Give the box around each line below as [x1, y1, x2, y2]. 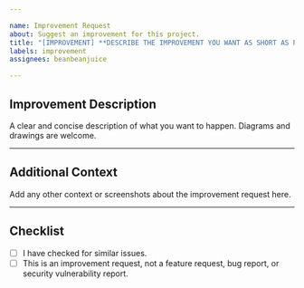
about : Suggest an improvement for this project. [9, 29, 201, 39]
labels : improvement [9, 46, 88, 55]
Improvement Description [9, 96, 157, 111]
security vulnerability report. [22, 268, 128, 279]
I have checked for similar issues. [22, 247, 147, 258]
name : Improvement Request [9, 21, 111, 30]
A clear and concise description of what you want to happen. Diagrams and [9, 120, 291, 131]
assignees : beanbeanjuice [9, 55, 107, 64]
